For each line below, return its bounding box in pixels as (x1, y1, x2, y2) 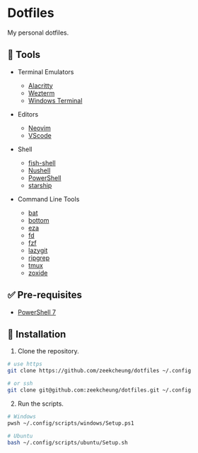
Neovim (28, 124, 51, 132)
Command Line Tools (17, 194, 80, 203)
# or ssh (7, 380, 33, 387)
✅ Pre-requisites (7, 289, 83, 301)
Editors (17, 110, 39, 118)
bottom (28, 216, 49, 224)
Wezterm (28, 88, 55, 97)
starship (28, 181, 52, 189)
